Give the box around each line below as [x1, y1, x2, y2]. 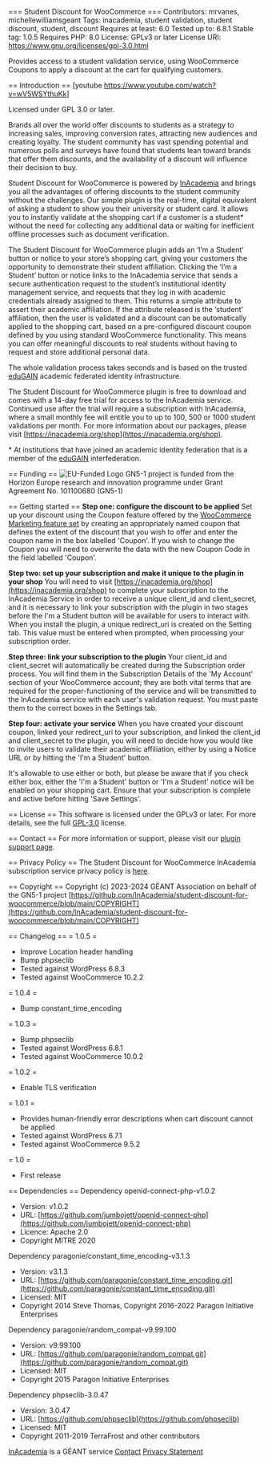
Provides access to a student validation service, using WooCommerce [8, 56, 239, 66]
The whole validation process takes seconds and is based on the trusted [8, 363, 248, 372]
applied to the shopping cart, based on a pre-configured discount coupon [8, 322, 252, 331]
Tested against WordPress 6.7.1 [19, 1131, 122, 1140]
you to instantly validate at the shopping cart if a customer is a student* [8, 213, 244, 221]
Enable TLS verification [19, 1083, 98, 1092]
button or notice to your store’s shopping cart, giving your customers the [8, 253, 248, 263]
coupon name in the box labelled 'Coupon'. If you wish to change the [8, 536, 235, 545]
